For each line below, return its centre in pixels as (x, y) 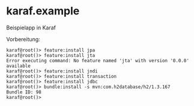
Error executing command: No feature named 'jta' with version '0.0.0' (98, 60)
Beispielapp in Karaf (31, 28)
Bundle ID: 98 (24, 92)
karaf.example (43, 11)
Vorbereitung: (23, 39)
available (19, 66)
